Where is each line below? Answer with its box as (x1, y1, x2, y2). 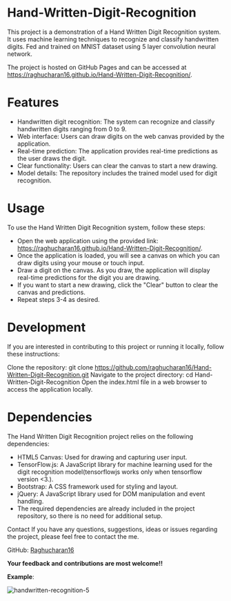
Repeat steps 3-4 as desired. (17, 295, 100, 303)
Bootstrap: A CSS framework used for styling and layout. (17, 482, 178, 490)
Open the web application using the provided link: (17, 236, 159, 245)
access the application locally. (7, 385, 93, 393)
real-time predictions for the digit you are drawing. (17, 273, 161, 281)
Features (7, 95, 59, 111)
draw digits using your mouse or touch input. (17, 258, 145, 267)
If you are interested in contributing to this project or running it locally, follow (7, 342, 224, 350)
